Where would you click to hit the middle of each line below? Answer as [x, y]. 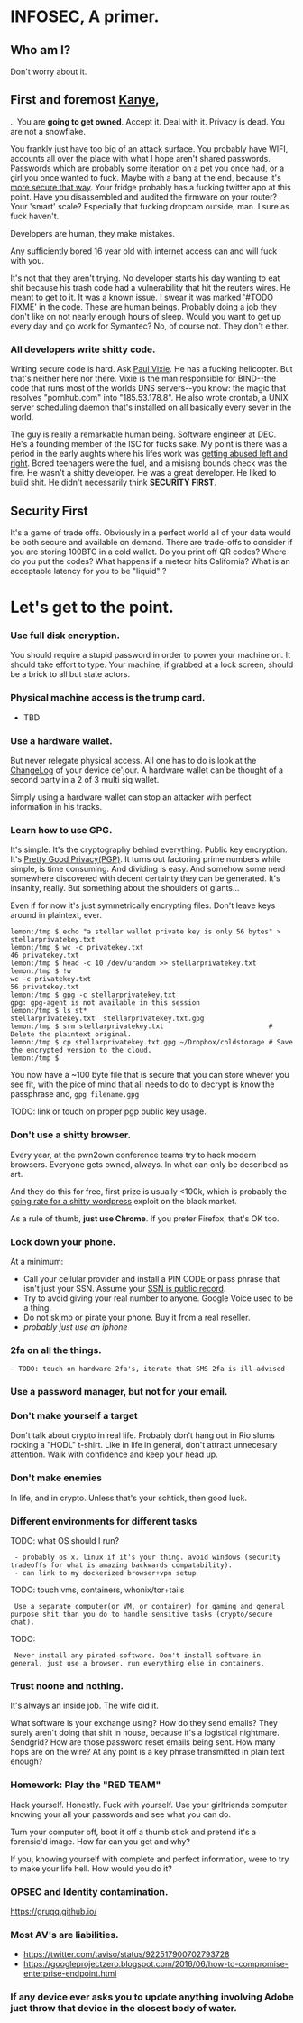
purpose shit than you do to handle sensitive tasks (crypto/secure [142, 1614]
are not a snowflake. [48, 131]
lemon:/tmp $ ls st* [49, 1011]
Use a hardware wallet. [62, 740]
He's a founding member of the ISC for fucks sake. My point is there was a [149, 444]
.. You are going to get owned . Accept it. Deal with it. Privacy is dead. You [147, 121]
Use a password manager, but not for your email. [119, 1392]
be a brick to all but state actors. [70, 674]
